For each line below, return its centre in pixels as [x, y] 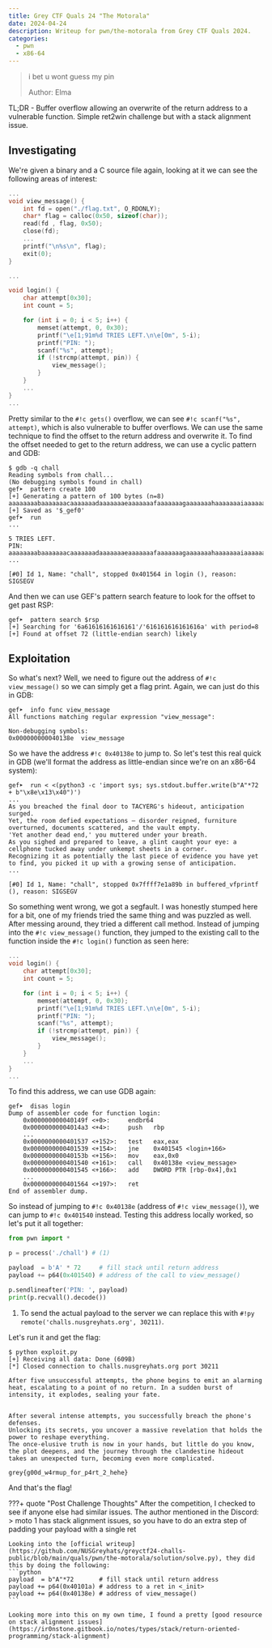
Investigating [42, 151]
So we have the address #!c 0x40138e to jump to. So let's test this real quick [135, 753]
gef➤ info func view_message [59, 710]
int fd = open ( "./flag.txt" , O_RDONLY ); [92, 209]
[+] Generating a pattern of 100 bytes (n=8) [86, 496]
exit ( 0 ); [38, 253]
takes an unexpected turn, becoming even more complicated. [112, 1459]
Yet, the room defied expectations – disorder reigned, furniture [123, 821]
